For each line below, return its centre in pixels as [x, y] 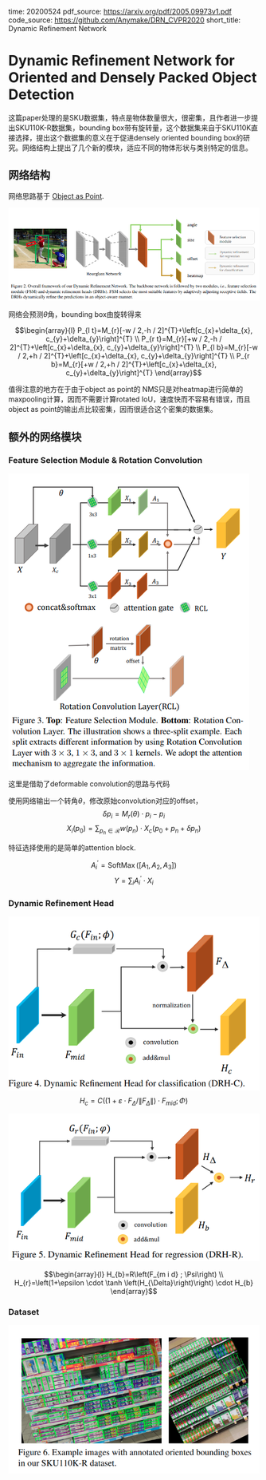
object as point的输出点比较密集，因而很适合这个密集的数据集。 [113, 410]
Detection [41, 95]
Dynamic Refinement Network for [121, 61]
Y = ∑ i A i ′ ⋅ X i [134, 880]
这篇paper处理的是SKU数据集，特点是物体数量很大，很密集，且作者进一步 [130, 117]
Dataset [24, 1312]
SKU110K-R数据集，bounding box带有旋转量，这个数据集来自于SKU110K [133, 128]
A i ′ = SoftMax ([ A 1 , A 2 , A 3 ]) [134, 865]
